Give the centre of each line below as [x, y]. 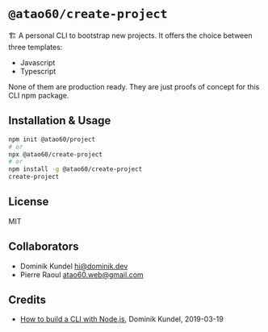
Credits [27, 300]
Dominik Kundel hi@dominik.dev [74, 266]
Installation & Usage [60, 120]
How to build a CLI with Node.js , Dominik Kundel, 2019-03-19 [121, 319]
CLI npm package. [39, 95]
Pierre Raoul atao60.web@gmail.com [82, 274]
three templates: [36, 47]
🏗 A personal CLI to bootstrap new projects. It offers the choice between [130, 35]
